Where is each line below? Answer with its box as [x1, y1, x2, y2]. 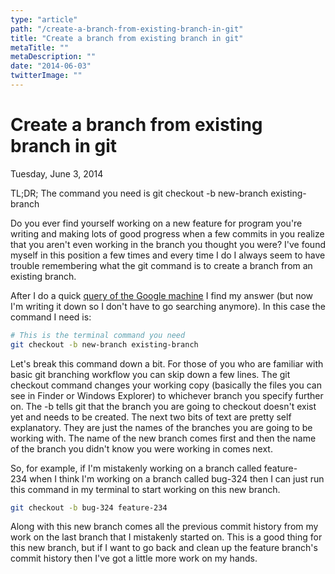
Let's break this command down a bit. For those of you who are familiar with [10, 357, 324, 370]
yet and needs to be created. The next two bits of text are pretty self [10, 411, 292, 423]
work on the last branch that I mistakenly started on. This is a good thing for [10, 531, 323, 543]
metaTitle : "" [10, 42, 70, 53]
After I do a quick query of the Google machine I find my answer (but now [10, 289, 314, 301]
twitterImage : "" [10, 71, 83, 81]
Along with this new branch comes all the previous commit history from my [10, 521, 319, 533]
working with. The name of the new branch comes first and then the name [10, 432, 317, 444]
